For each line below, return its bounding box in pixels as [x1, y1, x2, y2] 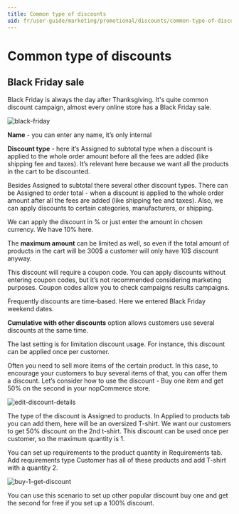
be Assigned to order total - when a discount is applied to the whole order [7, 188, 224, 197]
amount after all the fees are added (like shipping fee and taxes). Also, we [7, 196, 223, 204]
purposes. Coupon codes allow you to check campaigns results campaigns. [7, 283, 230, 291]
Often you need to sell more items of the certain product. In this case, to [7, 361, 218, 370]
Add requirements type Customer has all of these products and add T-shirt [7, 455, 226, 464]
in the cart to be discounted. [7, 167, 90, 176]
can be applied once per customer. [7, 347, 110, 356]
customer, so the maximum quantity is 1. [7, 434, 125, 443]
